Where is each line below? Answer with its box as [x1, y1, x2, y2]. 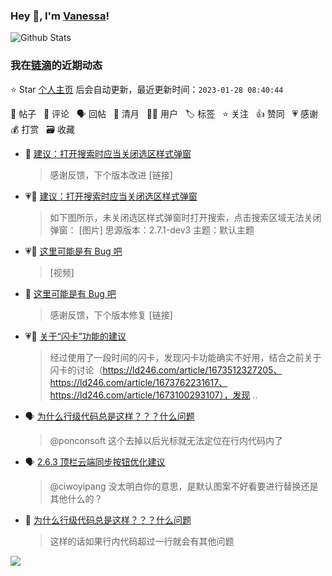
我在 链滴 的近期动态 [10, 59, 103, 73]
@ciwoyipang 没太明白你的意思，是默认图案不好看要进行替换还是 [49, 480, 319, 492]
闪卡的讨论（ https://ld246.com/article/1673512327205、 [49, 364, 283, 376]
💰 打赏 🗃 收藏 [10, 123, 75, 135]
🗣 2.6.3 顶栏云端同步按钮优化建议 [24, 455, 166, 468]
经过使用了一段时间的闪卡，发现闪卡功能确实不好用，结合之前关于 [49, 351, 322, 363]
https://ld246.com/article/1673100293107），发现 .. [49, 389, 258, 401]
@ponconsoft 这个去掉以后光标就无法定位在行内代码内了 [49, 434, 284, 446]
